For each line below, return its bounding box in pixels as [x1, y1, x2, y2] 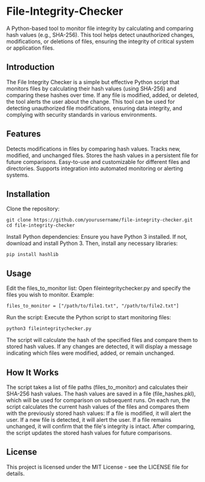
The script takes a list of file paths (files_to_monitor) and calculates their [6, 384, 188, 391]
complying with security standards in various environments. [6, 111, 157, 118]
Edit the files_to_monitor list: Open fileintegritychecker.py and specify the [6, 284, 191, 292]
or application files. [6, 44, 55, 52]
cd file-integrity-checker [6, 222, 75, 228]
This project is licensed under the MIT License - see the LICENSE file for [6, 463, 188, 470]
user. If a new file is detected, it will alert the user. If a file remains [6, 416, 171, 423]
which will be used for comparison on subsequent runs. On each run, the [6, 397, 190, 403]
